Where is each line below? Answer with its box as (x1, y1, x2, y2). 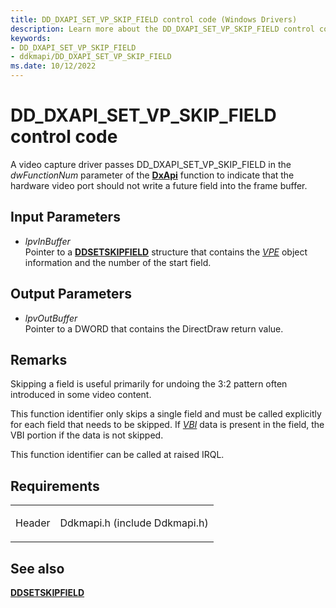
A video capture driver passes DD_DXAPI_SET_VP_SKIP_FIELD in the (10, 158, 292, 170)
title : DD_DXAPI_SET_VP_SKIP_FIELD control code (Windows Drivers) (10, 14, 298, 25)
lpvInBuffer (24, 235, 71, 247)
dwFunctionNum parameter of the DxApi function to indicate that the (10, 169, 295, 181)
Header (15, 516, 51, 530)
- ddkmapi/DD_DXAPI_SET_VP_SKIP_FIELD (10, 52, 172, 62)
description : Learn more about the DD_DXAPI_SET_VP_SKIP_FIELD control (10, 24, 315, 34)
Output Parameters (10, 286, 132, 303)
